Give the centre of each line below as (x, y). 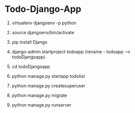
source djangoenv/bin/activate (43, 32)
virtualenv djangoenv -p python (44, 23)
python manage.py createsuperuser (48, 86)
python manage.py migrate (39, 95)
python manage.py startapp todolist (48, 76)
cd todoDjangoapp (31, 66)
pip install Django (30, 42)
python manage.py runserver (41, 105)
